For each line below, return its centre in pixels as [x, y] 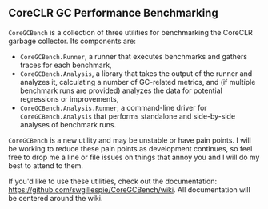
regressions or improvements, [69, 98]
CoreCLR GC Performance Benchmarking [113, 13]
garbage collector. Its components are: [72, 41]
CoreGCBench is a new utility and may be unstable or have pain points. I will [130, 140]
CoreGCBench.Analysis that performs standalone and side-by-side [128, 116]
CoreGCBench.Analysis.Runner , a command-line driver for [113, 107]
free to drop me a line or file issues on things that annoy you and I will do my [134, 157]
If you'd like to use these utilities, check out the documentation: [113, 181]
